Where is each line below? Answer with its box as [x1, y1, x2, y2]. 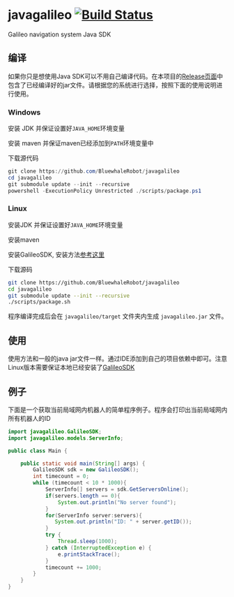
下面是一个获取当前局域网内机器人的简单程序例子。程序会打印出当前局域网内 [8, 405, 228, 414]
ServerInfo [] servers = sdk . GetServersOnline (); [45, 486, 189, 493]
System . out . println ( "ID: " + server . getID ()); [54, 518, 192, 526]
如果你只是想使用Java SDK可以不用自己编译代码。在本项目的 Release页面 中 [8, 72, 224, 80]
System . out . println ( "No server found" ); [57, 498, 177, 506]
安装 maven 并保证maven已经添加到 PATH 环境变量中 [8, 139, 154, 148]
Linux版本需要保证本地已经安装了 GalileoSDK [8, 364, 135, 372]
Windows [8, 107, 41, 117]
